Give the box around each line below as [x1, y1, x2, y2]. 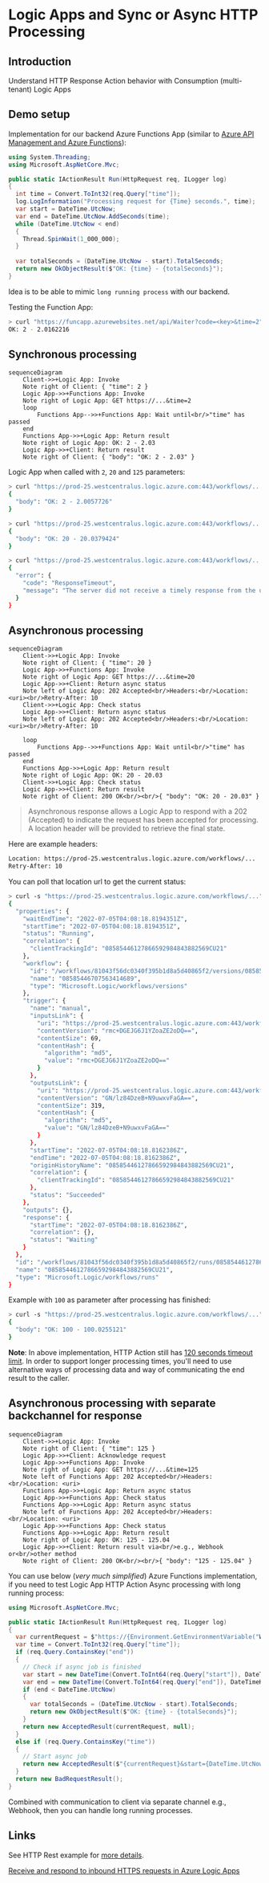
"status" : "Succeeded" [29, 1191, 106, 1199]
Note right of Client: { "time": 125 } [22, 1444, 156, 1452]
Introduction [8, 55, 72, 68]
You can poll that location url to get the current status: [8, 877, 187, 887]
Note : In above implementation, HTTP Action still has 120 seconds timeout [8, 1347, 254, 1357]
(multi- [219, 76, 243, 85]
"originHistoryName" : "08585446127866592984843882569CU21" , [29, 1161, 235, 1170]
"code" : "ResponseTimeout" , [22, 579, 116, 587]
